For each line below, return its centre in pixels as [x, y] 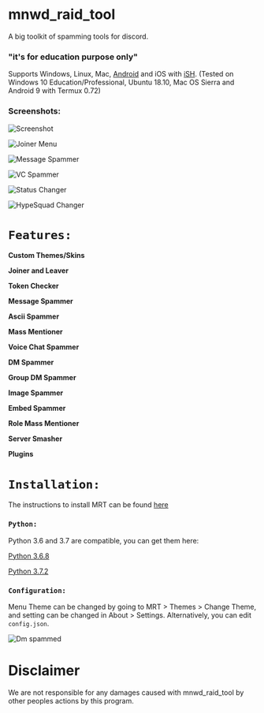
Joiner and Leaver [39, 271]
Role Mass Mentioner [44, 424]
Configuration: [37, 590]
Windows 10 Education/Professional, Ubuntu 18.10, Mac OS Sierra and [121, 82]
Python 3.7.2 [28, 571]
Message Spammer [41, 301]
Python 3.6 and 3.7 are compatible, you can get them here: [104, 540]
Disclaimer [44, 671]
